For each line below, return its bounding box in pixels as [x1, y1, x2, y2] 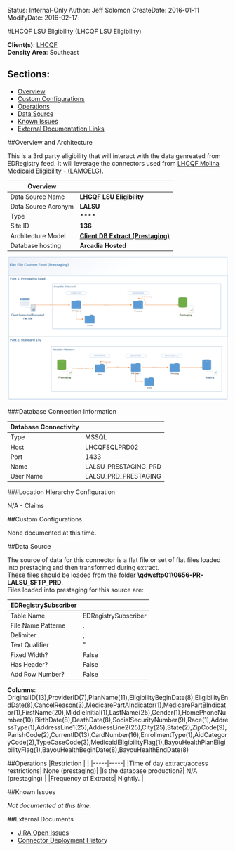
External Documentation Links [17, 124, 105, 133]
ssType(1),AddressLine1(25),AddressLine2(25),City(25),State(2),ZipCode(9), [7, 723, 227, 732]
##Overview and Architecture [7, 138, 93, 146]
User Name [10, 472, 43, 481]
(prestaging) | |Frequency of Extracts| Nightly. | [7, 774, 144, 782]
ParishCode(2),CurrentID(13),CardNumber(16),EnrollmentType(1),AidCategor [7, 730, 228, 739]
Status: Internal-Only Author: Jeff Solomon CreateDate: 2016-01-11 [7, 6, 200, 14]
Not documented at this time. [7, 801, 92, 810]
